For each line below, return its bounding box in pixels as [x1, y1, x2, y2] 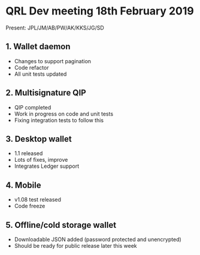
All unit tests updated [14, 70, 67, 78]
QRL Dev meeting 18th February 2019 [5, 4, 194, 18]
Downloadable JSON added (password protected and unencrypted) [14, 236, 182, 243]
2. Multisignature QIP [5, 88, 86, 98]
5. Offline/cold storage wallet [5, 220, 117, 230]
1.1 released [14, 150, 43, 157]
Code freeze [14, 203, 46, 210]
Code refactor [14, 64, 49, 71]
